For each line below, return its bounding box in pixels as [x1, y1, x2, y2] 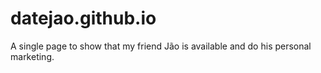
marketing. [10, 50, 55, 62]
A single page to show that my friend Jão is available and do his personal [10, 40, 312, 52]
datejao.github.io [10, 7, 157, 30]
